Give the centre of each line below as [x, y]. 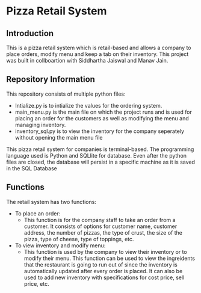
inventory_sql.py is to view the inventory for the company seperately [100, 131]
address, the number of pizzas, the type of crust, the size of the [103, 232]
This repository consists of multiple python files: [66, 94]
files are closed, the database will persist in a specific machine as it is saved [101, 162]
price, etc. [36, 283]
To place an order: [38, 213]
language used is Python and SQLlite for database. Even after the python [97, 155]
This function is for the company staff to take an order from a [100, 220]
